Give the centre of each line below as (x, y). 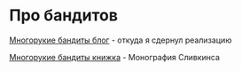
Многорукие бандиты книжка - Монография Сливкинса (114, 57)
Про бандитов (63, 16)
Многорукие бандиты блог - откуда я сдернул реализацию (120, 40)
